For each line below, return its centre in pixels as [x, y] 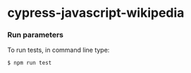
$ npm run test [30, 63]
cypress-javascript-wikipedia [96, 13]
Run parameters [35, 35]
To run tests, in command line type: [58, 50]
